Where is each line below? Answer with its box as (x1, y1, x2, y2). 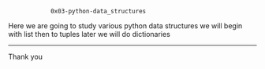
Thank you (8, 52, 43, 61)
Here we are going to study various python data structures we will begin (8, 21, 243, 31)
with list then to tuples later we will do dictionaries (8, 30, 171, 38)
